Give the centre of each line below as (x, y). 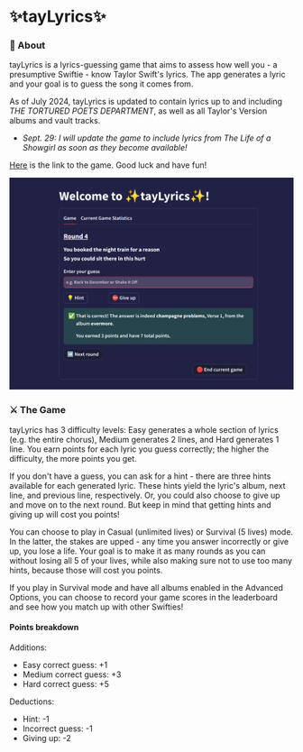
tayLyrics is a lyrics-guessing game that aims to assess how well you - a (143, 65)
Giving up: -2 (47, 738)
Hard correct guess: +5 (66, 683)
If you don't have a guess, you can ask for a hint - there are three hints (140, 476)
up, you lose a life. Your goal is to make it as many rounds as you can (138, 551)
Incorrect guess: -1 (57, 729)
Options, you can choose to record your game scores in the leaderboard (143, 597)
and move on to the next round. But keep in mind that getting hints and (141, 504)
